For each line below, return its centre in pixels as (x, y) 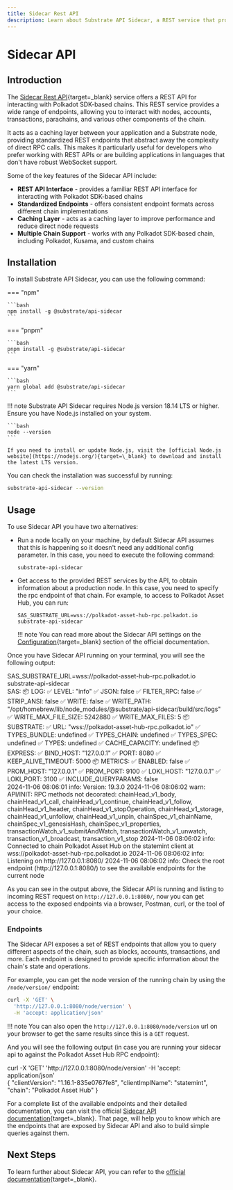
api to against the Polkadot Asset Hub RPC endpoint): (83, 1054)
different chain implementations (63, 211)
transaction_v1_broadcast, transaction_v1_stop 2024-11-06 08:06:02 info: (111, 839)
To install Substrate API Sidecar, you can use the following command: (106, 279)
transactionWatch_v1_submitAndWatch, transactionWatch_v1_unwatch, (107, 831)
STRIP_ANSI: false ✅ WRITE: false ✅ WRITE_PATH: (79, 701)
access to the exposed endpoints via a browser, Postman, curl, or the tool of (116, 904)
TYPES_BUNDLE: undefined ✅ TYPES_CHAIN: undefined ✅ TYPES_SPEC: (113, 735)
